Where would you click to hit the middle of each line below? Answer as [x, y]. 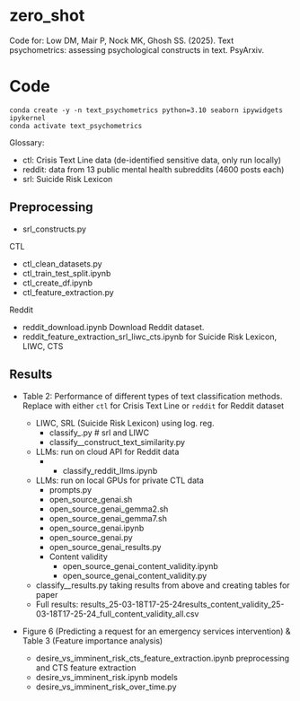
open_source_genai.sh [91, 499]
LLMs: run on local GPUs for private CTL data [120, 480]
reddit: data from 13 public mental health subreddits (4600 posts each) [153, 169]
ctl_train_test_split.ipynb [66, 273]
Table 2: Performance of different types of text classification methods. [152, 396]
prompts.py [71, 489]
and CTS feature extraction [86, 667]
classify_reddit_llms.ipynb [110, 470]
